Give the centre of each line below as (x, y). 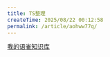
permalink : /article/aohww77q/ (52, 26)
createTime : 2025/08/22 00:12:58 (55, 20)
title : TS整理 (27, 13)
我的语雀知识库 (28, 47)
